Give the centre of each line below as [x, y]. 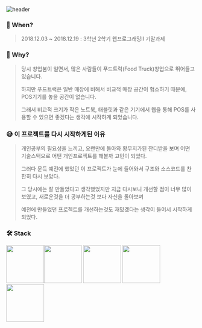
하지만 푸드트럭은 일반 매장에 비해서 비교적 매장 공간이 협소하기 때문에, [104, 89]
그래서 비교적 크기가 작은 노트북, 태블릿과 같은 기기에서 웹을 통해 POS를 [105, 109]
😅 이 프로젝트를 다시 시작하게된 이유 [56, 134]
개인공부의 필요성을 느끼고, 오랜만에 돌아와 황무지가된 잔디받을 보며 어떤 [106, 148]
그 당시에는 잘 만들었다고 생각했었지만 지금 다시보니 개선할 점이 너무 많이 [106, 189]
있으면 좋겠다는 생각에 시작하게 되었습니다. [89, 117]
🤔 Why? [18, 55]
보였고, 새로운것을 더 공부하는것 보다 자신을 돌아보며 [82, 197]
